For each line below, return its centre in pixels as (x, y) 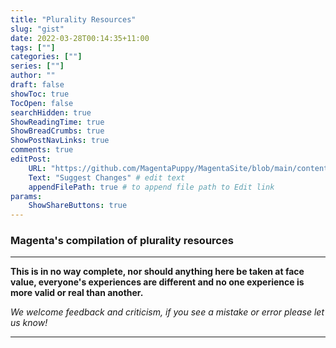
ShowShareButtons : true (78, 206)
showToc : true (40, 94)
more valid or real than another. (77, 293)
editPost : (31, 159)
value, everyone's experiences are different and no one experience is (157, 282)
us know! (29, 323)
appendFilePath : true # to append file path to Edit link (151, 187)
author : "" (33, 76)
